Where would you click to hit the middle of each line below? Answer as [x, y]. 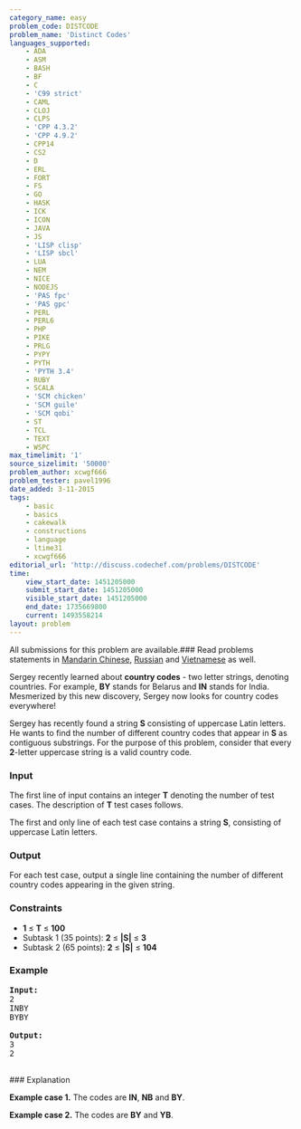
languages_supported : [50, 43]
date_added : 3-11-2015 [52, 489]
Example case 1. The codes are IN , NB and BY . [97, 1097]
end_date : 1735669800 [66, 608]
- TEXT [38, 439]
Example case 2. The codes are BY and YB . [91, 1115]
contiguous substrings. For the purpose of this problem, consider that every [150, 742]
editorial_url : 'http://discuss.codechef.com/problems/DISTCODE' [135, 565]
